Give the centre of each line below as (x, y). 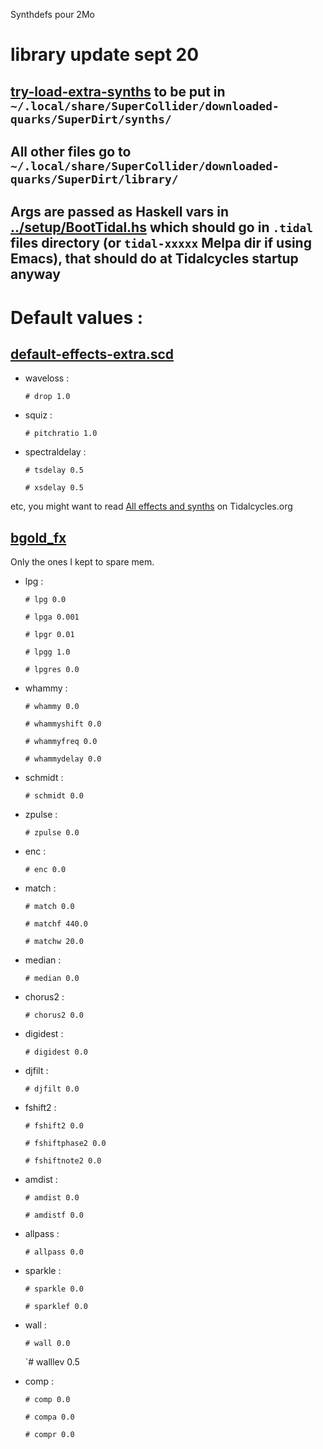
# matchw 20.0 (54, 942)
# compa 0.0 (49, 1417)
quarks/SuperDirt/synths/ (91, 119)
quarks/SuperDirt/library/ (94, 179)
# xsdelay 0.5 (54, 488)
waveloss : (47, 378)
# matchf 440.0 (56, 924)
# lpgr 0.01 (49, 635)
